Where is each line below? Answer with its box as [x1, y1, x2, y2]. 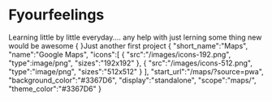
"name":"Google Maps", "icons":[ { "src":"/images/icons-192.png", [8, 49, 231, 59]
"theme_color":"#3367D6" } [8, 83, 101, 94]
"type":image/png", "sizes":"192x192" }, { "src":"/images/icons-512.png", [8, 58, 253, 68]
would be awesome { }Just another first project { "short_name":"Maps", [8, 40, 248, 50]
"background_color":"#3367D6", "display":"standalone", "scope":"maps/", [8, 75, 257, 85]
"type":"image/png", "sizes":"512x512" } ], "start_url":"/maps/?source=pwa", [8, 66, 264, 76]
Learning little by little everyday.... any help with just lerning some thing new [8, 32, 262, 42]
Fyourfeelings [8, 6, 105, 24]
